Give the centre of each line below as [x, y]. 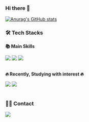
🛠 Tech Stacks [24, 33]
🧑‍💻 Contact [20, 103]
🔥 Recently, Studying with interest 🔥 [44, 74]
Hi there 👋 [18, 8]
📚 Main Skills [20, 46]
